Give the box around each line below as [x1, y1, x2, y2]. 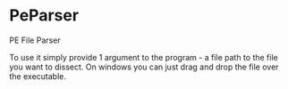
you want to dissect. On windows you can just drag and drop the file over [9, 61, 279, 72]
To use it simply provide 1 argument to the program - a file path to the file [9, 52, 279, 62]
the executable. [9, 70, 67, 81]
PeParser [9, 5, 79, 26]
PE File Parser [9, 35, 61, 45]
